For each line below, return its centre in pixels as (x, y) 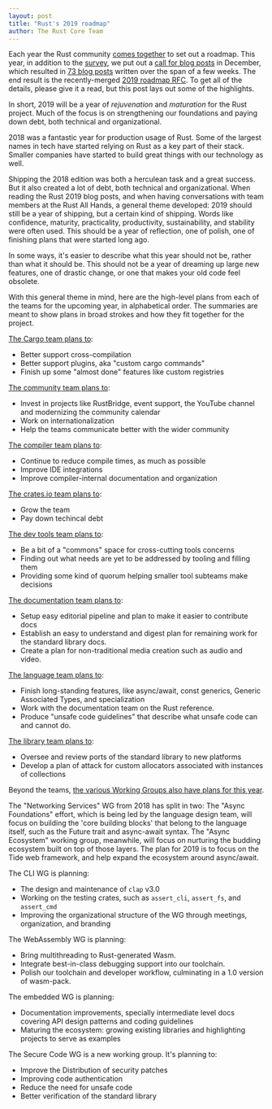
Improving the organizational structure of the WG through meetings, (134, 915)
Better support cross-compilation (76, 355)
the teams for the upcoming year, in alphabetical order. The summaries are (133, 306)
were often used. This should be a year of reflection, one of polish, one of (132, 231)
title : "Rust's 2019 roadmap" (60, 24)
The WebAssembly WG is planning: (67, 940)
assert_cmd (39, 907)
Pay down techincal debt (62, 518)
